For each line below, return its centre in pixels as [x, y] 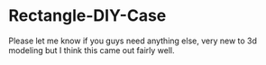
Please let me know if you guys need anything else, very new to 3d [133, 41]
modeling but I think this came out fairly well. [92, 50]
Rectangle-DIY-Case [87, 16]
